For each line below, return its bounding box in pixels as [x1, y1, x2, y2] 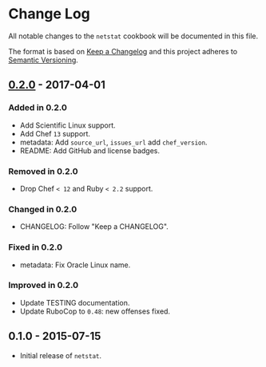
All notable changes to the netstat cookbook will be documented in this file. [8, 31, 258, 41]
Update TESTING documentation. [19, 298, 130, 307]
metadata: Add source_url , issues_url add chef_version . [19, 137, 208, 147]
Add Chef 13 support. [19, 128, 90, 138]
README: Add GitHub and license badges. [19, 145, 161, 156]
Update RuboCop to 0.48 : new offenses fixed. [19, 306, 170, 316]
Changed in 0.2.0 [8, 203, 77, 215]
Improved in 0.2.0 [8, 280, 79, 291]
